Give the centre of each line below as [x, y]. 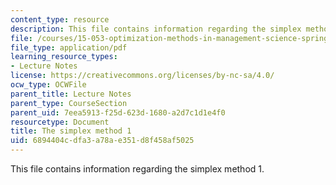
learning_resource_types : [64, 57]
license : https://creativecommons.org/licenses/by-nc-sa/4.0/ [142, 76]
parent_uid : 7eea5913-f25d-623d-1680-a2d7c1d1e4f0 [118, 112]
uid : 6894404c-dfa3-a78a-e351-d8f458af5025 [102, 141]
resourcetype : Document [60, 122]
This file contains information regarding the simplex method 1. [137, 169]
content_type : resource [60, 19]
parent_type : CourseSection [69, 103]
